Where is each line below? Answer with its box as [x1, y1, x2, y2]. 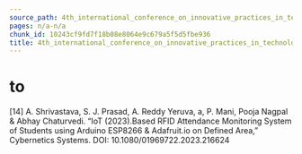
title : [9, 38, 34, 47]
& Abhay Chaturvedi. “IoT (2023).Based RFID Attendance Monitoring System [9, 115, 292, 126]
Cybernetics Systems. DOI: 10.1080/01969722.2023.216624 [9, 135, 230, 146]
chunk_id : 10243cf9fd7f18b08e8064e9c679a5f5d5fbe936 [9, 30, 211, 38]
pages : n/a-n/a [9, 21, 67, 30]
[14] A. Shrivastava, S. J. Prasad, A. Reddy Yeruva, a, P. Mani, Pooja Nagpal [9, 107, 289, 117]
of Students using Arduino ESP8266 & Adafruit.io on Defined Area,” [9, 125, 259, 136]
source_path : [9, 13, 58, 22]
